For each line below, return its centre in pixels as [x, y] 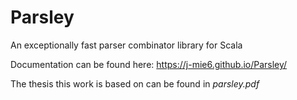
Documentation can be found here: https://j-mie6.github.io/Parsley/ [149, 64]
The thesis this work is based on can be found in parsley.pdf [135, 83]
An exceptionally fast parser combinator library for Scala [126, 45]
